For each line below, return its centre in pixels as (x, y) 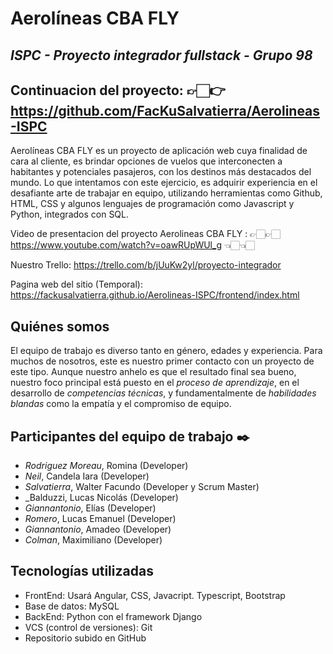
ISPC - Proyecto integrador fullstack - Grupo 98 (161, 55)
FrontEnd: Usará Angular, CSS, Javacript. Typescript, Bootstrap (155, 595)
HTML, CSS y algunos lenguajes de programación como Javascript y (152, 204)
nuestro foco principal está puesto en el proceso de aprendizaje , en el (155, 383)
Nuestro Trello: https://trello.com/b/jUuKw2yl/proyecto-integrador (146, 265)
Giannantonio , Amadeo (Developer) (98, 529)
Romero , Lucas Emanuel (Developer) (100, 519)
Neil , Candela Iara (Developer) (87, 476)
